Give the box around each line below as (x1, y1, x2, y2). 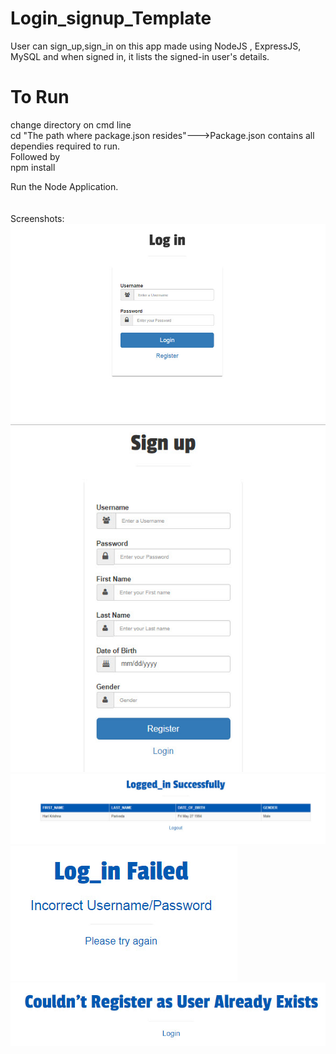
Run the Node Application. (10, 180, 119, 192)
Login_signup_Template (10, 7, 212, 30)
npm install (10, 161, 56, 173)
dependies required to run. (10, 140, 120, 152)
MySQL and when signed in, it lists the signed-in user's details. (10, 50, 270, 62)
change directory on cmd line (10, 118, 132, 131)
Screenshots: (10, 212, 65, 224)
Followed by (10, 150, 61, 162)
